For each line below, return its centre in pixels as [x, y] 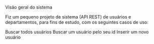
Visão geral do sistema [29, 7]
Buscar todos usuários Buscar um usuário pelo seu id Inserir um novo [77, 32]
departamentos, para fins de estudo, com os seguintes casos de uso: [77, 22]
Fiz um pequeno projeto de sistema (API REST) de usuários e [68, 17]
